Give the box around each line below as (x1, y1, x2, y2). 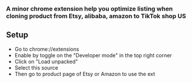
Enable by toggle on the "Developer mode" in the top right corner (14, 51, 172, 58)
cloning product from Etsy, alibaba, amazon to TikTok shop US (6, 12, 186, 20)
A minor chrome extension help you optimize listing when (6, 5, 173, 13)
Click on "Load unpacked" (14, 58, 78, 65)
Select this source (14, 64, 59, 71)
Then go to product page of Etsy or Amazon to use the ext (14, 70, 155, 77)
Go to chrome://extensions (14, 46, 80, 53)
